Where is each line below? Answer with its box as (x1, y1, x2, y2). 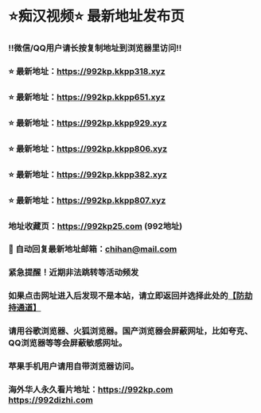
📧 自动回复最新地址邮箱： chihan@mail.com (8, 244, 177, 255)
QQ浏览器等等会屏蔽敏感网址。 (8, 338, 127, 349)
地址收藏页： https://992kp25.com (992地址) (8, 220, 183, 231)
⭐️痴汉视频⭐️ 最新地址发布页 (8, 7, 185, 25)
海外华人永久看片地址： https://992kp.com (8, 384, 173, 396)
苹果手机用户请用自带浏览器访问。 (8, 361, 139, 372)
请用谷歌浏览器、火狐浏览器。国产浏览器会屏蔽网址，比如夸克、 (8, 326, 253, 337)
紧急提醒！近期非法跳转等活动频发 (8, 267, 139, 278)
